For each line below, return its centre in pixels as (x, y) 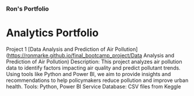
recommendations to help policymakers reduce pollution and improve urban (97, 80)
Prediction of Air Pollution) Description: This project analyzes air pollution (94, 61)
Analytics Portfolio (52, 33)
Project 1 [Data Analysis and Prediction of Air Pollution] (72, 49)
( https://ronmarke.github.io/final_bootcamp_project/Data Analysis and (90, 55)
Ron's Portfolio (27, 9)
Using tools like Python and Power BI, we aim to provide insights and (89, 74)
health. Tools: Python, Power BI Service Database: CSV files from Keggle (93, 86)
